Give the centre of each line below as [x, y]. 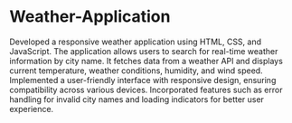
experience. [32, 109]
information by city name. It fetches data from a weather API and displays [146, 61]
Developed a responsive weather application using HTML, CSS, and [136, 42]
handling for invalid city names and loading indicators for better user [137, 99]
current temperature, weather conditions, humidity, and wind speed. [137, 71]
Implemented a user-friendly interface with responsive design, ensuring [143, 80]
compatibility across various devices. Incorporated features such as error [146, 90]
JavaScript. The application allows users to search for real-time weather [144, 51]
